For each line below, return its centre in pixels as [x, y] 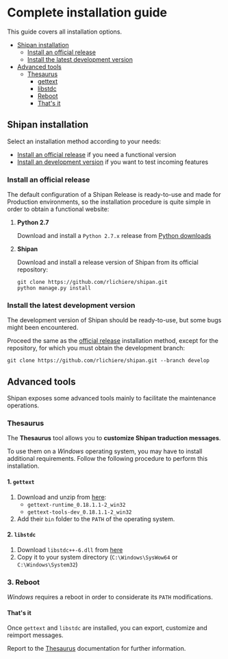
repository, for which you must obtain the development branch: [96, 348]
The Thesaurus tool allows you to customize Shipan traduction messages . [114, 438]
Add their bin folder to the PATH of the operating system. [96, 518]
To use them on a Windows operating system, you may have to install [105, 451]
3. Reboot [23, 582]
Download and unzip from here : [62, 497]
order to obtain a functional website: [58, 209]
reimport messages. [35, 635]
